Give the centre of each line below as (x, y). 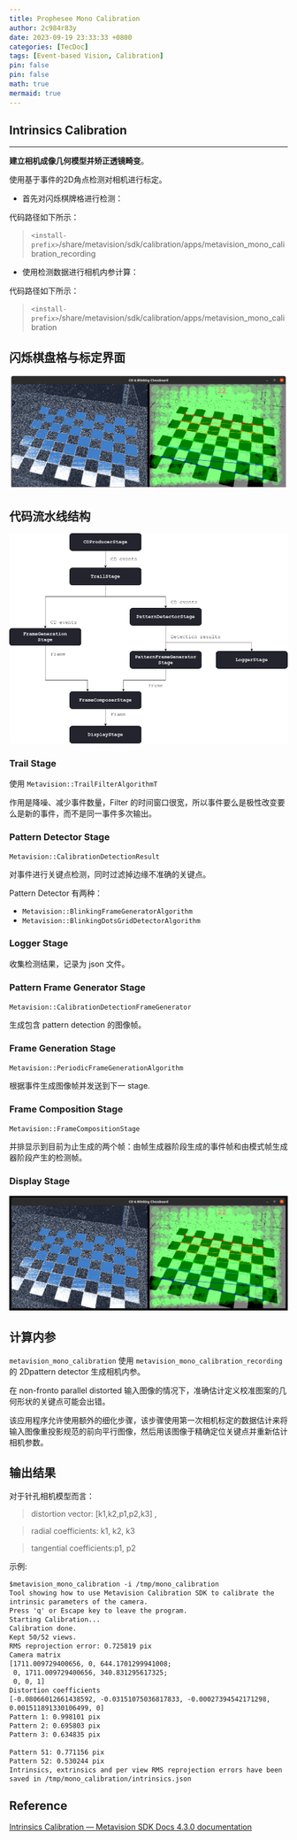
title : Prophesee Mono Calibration (75, 19)
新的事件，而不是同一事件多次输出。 (90, 813)
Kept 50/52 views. (43, 1637)
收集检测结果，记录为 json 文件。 (69, 964)
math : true (29, 84)
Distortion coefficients (55, 1690)
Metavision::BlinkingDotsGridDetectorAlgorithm (111, 921)
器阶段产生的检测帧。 (48, 1158)
